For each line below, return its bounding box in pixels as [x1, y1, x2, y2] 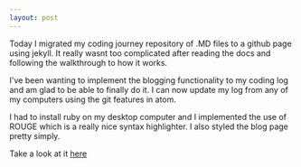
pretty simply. [9, 130, 61, 141]
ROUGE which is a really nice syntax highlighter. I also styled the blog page [9, 121, 289, 132]
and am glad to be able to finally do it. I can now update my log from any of [9, 84, 289, 95]
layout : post [9, 13, 59, 23]
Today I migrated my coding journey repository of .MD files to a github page [9, 38, 292, 49]
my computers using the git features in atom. [9, 94, 176, 105]
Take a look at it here [9, 148, 88, 159]
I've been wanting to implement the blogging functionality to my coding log [9, 74, 289, 86]
